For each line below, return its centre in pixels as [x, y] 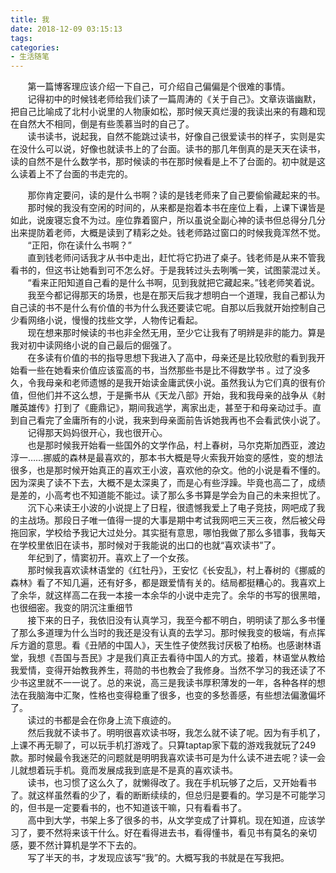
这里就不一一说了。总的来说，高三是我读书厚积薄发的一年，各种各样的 [172, 683]
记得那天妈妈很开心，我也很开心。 [97, 433]
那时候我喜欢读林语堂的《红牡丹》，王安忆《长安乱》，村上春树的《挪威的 [176, 570]
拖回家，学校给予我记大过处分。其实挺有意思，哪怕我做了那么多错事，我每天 [168, 533]
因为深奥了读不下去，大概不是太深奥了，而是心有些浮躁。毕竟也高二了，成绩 [168, 483]
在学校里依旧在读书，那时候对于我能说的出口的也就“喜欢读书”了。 [146, 545]
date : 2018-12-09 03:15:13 [66, 29]
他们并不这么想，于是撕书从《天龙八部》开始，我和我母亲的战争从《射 [181, 395]
